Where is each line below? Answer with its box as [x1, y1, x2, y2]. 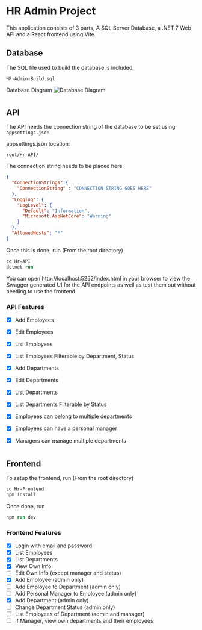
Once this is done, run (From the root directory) [6, 246, 123, 254]
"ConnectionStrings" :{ [11, 179, 69, 186]
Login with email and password [14, 542, 93, 549]
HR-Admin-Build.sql [6, 75, 55, 82]
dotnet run [6, 264, 34, 270]
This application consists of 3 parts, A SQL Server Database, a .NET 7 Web [6, 24, 191, 31]
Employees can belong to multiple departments [14, 413, 132, 420]
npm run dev [6, 514, 36, 520]
